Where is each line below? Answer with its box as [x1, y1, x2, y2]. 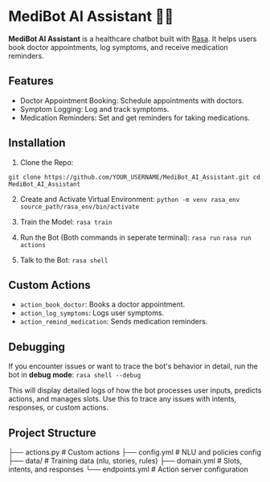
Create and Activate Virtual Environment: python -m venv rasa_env [19, 194, 240, 204]
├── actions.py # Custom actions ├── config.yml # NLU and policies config [8, 447, 262, 457]
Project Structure [8, 426, 96, 439]
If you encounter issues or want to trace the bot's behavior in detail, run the [8, 361, 259, 371]
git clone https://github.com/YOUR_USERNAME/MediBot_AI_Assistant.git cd [8, 173, 261, 181]
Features [8, 74, 54, 88]
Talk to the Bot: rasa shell [19, 255, 108, 265]
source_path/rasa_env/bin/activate [19, 203, 140, 211]
